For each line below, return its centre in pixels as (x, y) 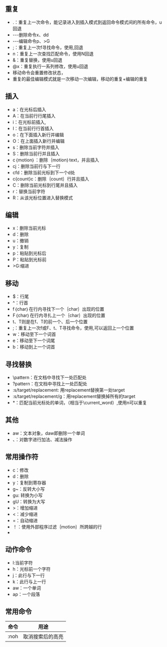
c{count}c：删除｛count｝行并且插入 (51, 179)
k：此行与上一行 (29, 581)
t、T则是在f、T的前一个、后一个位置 (50, 322)
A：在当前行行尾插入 (34, 115)
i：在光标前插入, (29, 122)
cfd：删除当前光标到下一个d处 (44, 172)
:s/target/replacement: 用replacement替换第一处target (68, 390)
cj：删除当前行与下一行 (36, 166)
